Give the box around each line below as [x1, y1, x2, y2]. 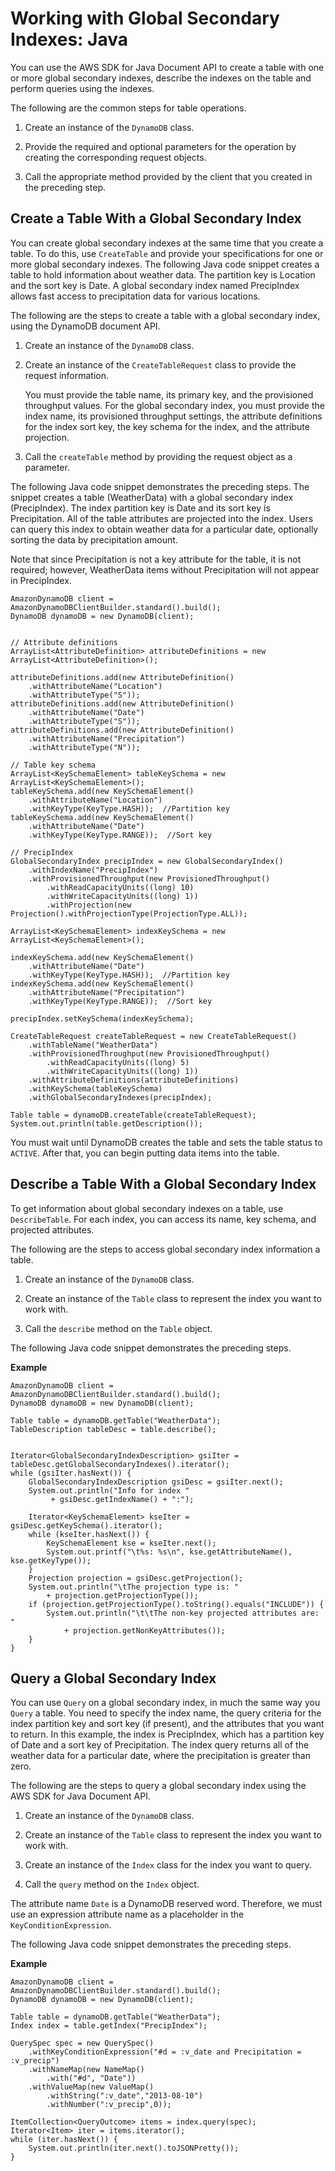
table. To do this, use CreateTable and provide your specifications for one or [10, 247, 324, 259]
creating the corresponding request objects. [24, 151, 207, 163]
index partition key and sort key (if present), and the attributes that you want [10, 1718, 325, 1730]
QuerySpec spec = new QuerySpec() [10, 2038, 155, 2049]
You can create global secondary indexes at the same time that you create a [10, 237, 324, 249]
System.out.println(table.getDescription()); [10, 1118, 203, 1129]
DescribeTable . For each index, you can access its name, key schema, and [10, 1213, 317, 1225]
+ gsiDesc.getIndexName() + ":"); [50, 1494, 195, 1504]
